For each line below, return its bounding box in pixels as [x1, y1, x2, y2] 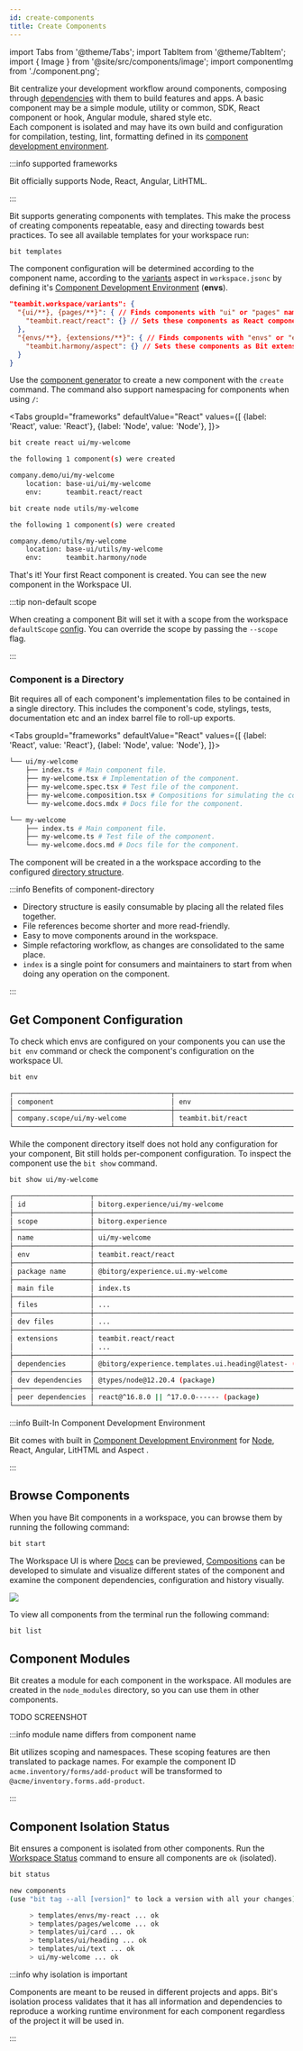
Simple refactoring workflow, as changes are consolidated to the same [22, 939, 285, 951]
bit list [9, 1626, 42, 1635]
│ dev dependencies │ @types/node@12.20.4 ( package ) [9, 1376, 216, 1385]
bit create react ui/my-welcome [9, 438, 131, 447]
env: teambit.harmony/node [25, 554, 147, 563]
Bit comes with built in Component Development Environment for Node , [9, 1434, 275, 1445]
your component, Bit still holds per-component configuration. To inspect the [9, 1149, 291, 1159]
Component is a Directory [9, 673, 124, 686]
